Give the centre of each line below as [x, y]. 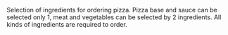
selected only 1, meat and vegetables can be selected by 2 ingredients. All [114, 17]
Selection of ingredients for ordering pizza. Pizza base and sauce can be [112, 10]
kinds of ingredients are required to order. [67, 24]
